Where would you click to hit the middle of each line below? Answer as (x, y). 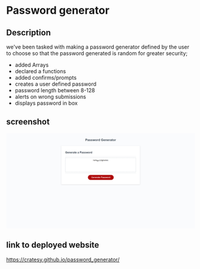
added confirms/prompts (46, 78)
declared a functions (40, 71)
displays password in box (46, 103)
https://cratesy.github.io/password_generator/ (63, 259)
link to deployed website (53, 245)
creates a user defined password (56, 84)
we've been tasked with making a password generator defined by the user (98, 47)
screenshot (28, 122)
